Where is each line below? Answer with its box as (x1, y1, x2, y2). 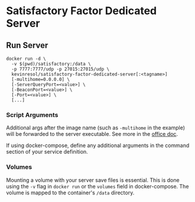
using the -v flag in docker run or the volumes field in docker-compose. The (6, 183, 189, 190)
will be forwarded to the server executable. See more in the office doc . (6, 131, 178, 138)
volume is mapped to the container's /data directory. (6, 189, 135, 196)
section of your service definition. (6, 148, 89, 155)
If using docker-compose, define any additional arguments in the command (6, 142, 190, 149)
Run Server (6, 40, 48, 50)
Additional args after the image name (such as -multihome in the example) (6, 124, 185, 131)
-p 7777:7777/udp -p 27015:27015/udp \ (11, 66, 110, 72)
